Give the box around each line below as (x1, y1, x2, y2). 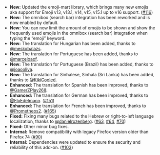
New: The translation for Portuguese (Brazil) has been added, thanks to (9, 61, 154, 67)
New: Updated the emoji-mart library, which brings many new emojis (9, 4, 149, 10)
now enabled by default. (9, 20, 59, 25)
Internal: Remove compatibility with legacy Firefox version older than (9, 129, 149, 134)
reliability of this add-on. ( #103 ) (9, 144, 73, 150)
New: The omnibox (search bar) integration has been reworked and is (9, 15, 150, 20)
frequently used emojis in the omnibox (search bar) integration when (9, 30, 148, 36)
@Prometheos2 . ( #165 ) (9, 108, 57, 114)
